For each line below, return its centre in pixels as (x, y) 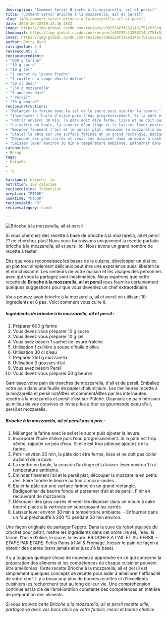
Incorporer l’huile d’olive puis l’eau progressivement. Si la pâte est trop (84, 439)
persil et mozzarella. (26, 409)
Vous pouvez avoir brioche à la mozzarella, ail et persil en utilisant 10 (76, 297)
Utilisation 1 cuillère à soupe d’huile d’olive (56, 347)
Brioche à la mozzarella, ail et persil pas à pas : (55, 421)
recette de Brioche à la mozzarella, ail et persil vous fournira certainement (82, 282)
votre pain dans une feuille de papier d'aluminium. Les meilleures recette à (82, 388)
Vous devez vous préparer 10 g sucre (51, 331)
